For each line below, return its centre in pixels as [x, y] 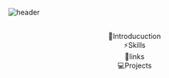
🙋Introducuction [135, 36]
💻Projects [135, 65]
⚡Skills [135, 45]
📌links [135, 57]
